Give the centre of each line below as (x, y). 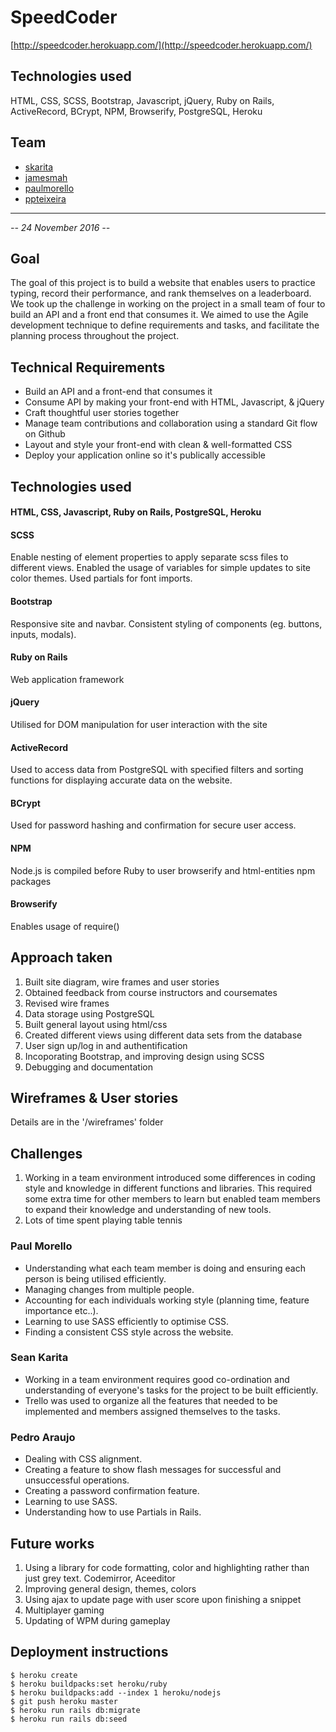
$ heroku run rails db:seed (69, 1719)
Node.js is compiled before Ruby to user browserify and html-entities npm (163, 870)
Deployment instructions (89, 1652)
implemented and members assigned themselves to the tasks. (152, 1411)
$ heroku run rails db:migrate (75, 1710)
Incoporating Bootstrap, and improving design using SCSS (144, 1056)
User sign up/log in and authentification (106, 1045)
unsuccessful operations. (77, 1480)
